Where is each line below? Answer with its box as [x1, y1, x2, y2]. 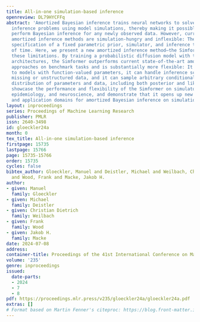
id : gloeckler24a [6, 125, 49, 131]
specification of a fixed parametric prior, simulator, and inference [11, 42, 190, 48]
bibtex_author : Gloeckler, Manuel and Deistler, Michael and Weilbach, [6, 169, 187, 175]
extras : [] [6, 301, 33, 308]
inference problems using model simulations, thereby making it [11, 25, 174, 31]
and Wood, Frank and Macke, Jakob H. [11, 175, 105, 181]
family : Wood [11, 224, 44, 230]
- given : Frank [6, 219, 44, 225]
